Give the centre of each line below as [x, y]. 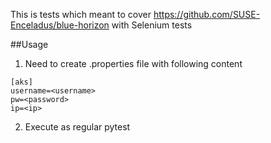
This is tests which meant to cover [81, 14]
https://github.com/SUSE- [207, 14]
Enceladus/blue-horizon [60, 25]
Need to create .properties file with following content [133, 63]
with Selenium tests [152, 25]
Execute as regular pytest [77, 127]
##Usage [29, 44]
